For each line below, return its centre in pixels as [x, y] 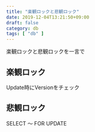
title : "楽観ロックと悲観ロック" [43, 12]
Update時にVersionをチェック [43, 87]
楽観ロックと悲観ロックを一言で [45, 52]
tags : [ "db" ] [25, 34]
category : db [22, 28]
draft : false [22, 23]
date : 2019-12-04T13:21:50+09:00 [48, 17]
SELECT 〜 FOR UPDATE [36, 123]
